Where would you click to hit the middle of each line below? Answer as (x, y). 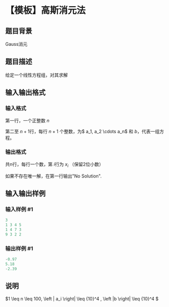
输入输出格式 (25, 93)
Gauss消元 (17, 44)
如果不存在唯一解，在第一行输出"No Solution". (53, 176)
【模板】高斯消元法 (46, 10)
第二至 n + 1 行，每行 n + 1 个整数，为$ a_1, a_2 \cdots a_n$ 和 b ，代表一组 (82, 131)
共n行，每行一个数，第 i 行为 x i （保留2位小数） (54, 165)
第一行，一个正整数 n (27, 120)
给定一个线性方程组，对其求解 (36, 75)
